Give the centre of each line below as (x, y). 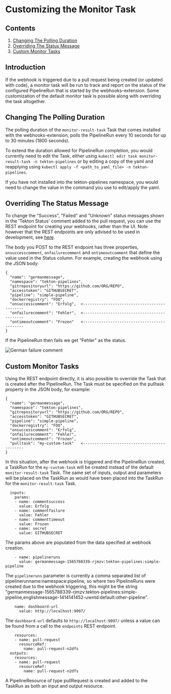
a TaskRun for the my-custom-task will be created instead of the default (80, 467)
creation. (15, 548)
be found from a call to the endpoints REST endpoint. (61, 626)
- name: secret (31, 529)
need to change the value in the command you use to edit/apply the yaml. (83, 187)
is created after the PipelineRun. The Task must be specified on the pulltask (85, 384)
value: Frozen (34, 524)
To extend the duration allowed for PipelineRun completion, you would (79, 150)
